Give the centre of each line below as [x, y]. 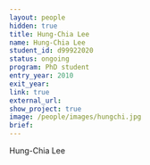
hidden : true [33, 26]
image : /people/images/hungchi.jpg [75, 117]
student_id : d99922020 [51, 51]
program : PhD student [50, 68]
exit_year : [29, 84]
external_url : [36, 100]
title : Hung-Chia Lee [50, 34]
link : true [29, 92]
